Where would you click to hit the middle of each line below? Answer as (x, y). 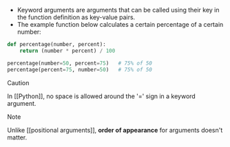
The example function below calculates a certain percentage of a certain (120, 24)
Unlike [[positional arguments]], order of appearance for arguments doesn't (115, 130)
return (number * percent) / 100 (67, 51)
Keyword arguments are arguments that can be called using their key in (118, 10)
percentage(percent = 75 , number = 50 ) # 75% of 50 (80, 69)
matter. (17, 137)
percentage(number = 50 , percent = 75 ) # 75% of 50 (80, 63)
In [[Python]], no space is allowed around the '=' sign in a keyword (102, 96)
